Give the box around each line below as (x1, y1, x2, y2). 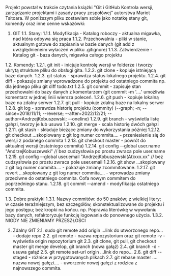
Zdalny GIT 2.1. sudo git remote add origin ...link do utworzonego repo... (12, 227, 163, 233)
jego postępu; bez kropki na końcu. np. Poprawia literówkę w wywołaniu (5, 207, 157, 212)
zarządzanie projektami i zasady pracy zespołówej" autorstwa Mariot (5, 10, 150, 16)
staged (12, 254, 28, 260)
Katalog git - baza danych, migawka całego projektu (12, 52, 122, 58)
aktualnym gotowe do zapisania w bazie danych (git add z (12, 41, 135, 47)
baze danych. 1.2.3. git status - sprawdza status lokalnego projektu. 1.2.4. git (5, 73, 166, 78)
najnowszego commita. (12, 265, 62, 271)
